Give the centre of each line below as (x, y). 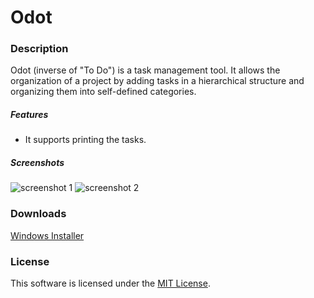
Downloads (38, 214)
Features (29, 115)
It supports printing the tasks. (85, 140)
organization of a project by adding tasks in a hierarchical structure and (157, 81)
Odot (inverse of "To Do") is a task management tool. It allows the (145, 70)
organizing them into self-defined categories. (103, 92)
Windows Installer (47, 235)
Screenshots (37, 163)
